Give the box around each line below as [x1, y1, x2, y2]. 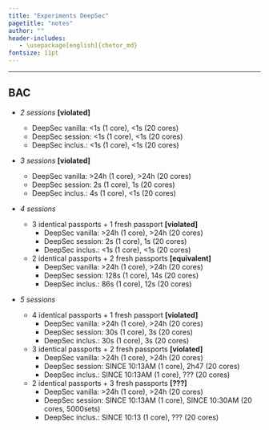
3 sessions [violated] [19, 156, 90, 165]
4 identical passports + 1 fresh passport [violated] [31, 310, 199, 319]
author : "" [8, 26, 45, 34]
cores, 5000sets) [43, 404, 101, 413]
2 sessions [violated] [19, 107, 90, 117]
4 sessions [19, 204, 56, 213]
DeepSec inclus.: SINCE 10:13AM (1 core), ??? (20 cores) [43, 370, 231, 379]
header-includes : [8, 34, 66, 43]
